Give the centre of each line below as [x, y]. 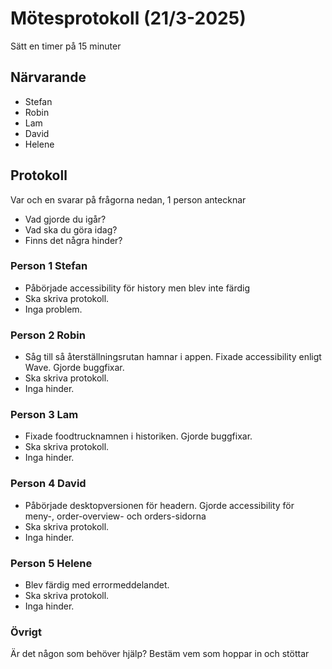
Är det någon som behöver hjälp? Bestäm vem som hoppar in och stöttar [160, 654]
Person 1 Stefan [49, 266]
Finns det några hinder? [73, 240]
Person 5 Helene [51, 563]
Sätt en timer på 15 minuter [66, 46]
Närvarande [48, 77]
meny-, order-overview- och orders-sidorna [115, 516]
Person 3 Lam [44, 415]
